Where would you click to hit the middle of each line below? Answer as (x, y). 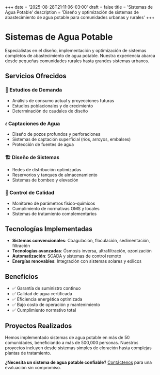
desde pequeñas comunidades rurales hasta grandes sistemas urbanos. (77, 61)
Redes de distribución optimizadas (47, 170)
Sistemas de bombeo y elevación (45, 180)
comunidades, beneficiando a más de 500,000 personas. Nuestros (72, 342)
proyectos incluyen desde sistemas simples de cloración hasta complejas (78, 348)
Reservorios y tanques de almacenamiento (55, 175)
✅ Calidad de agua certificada (42, 294)
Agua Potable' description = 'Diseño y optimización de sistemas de (72, 12)
